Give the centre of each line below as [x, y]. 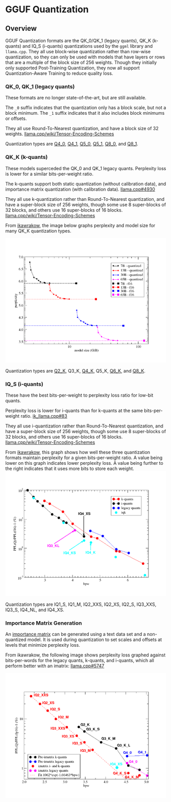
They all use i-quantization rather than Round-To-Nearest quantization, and [84, 426]
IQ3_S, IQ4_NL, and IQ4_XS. [35, 610]
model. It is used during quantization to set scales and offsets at [95, 640]
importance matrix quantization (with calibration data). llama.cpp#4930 [80, 189]
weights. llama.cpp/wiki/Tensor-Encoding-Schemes [60, 134]
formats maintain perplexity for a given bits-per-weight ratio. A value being [84, 458]
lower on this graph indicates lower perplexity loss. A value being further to [84, 463]
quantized [16, 640]
